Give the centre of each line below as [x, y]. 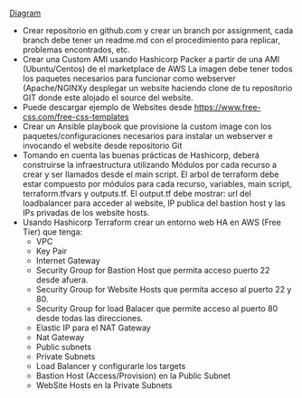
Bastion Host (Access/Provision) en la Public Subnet [133, 375]
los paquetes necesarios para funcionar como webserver [129, 79]
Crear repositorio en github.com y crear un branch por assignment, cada [158, 30]
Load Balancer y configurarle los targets [111, 366]
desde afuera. [62, 280]
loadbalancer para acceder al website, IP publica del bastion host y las [154, 203]
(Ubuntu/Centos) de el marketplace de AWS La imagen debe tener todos [157, 69]
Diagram [25, 13]
